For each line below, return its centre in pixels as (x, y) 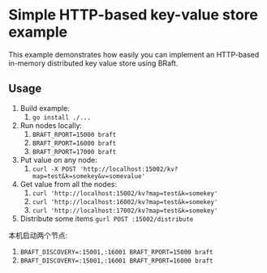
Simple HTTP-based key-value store (133, 15)
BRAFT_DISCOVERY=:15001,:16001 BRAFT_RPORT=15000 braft (116, 252)
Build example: (45, 108)
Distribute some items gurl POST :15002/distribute (107, 218)
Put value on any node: (58, 160)
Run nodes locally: (51, 125)
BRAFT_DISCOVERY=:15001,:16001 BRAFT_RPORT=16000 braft (116, 261)
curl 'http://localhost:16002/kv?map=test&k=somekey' (125, 202)
